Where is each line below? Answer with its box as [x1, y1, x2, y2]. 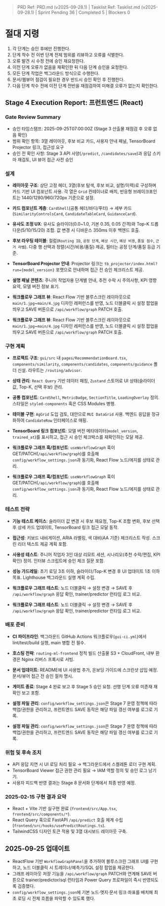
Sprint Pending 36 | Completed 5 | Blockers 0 [38, 9, 130, 15]
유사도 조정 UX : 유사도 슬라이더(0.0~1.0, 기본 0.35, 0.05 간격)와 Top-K [12, 221, 150, 227]
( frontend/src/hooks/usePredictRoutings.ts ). [12, 822, 106, 828]
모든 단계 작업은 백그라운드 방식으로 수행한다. [12, 70, 100, 76]
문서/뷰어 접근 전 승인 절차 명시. [12, 673, 74, 679]
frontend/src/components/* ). [12, 811, 71, 817]
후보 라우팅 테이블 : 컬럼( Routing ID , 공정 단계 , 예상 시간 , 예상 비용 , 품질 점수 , [12, 238, 155, 243]
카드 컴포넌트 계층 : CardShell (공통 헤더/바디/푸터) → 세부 [12, 205, 123, 211]
